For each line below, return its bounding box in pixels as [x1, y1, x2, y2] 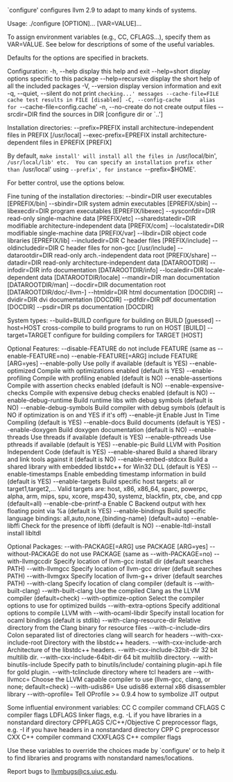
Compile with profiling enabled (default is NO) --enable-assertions [32, 374, 223, 382]
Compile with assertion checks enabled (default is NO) [7, 381, 164, 390]
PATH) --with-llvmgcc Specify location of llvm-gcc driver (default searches [7, 565, 222, 572]
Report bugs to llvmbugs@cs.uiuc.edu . [7, 767, 119, 775]
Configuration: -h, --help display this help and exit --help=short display [7, 67, 211, 75]
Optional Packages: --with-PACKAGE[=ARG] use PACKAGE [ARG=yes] [7, 542, 208, 551]
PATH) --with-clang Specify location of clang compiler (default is [7, 579, 193, 588]
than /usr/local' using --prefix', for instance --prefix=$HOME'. [7, 165, 196, 173]
